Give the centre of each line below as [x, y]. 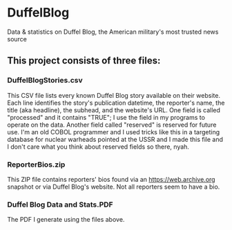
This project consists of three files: [84, 61]
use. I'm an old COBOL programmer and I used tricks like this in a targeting [114, 132]
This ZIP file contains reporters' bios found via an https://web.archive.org [111, 179]
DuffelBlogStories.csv [45, 81]
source [17, 39]
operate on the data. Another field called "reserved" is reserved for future [112, 125]
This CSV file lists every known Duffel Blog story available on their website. [114, 95]
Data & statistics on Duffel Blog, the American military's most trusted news [113, 32]
